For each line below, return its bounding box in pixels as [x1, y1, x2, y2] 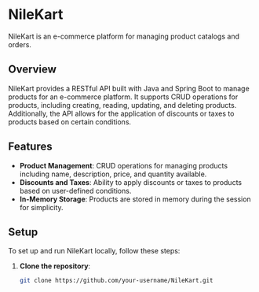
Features [8, 140, 53, 153]
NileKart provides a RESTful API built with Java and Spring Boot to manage [8, 83, 250, 93]
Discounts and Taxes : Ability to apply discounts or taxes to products [19, 177, 242, 187]
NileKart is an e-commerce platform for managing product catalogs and [8, 31, 239, 41]
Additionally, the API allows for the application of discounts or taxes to [8, 109, 235, 118]
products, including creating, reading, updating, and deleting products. [8, 100, 237, 109]
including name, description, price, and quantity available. [19, 169, 207, 179]
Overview [8, 63, 57, 76]
